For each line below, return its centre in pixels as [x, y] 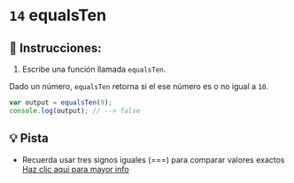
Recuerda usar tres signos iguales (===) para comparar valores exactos [153, 159]
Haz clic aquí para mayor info [76, 169]
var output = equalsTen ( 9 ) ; [61, 103]
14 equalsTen [58, 15]
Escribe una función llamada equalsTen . [94, 69]
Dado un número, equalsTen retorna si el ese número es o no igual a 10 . [139, 86]
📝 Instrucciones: [55, 48]
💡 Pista [29, 138]
